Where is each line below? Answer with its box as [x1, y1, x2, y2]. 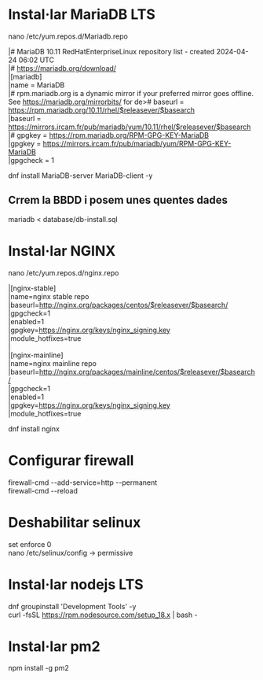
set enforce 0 [8, 539, 52, 549]
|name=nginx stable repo [8, 291, 89, 301]
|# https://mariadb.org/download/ [8, 63, 116, 72]
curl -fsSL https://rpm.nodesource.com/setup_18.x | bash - [8, 610, 198, 619]
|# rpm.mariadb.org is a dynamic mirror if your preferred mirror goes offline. [8, 88, 254, 98]
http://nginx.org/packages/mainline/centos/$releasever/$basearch [38, 367, 255, 376]
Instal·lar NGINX [8, 242, 116, 260]
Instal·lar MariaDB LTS [8, 6, 155, 24]
